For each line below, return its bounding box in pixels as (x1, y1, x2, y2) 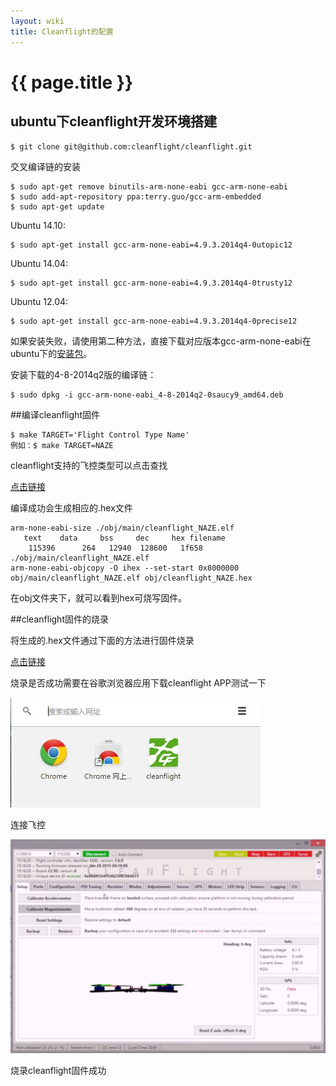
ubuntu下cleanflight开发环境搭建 (10, 113, 218, 130)
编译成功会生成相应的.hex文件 (10, 501, 133, 514)
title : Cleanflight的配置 (10, 26, 114, 37)
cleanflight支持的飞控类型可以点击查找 (10, 459, 168, 471)
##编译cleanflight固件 (10, 408, 100, 420)
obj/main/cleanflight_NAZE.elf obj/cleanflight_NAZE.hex (10, 573, 253, 583)
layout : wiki (10, 16, 65, 26)
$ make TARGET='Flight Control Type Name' (10, 430, 190, 440)
